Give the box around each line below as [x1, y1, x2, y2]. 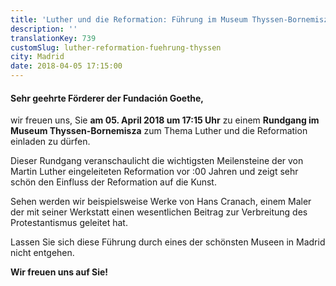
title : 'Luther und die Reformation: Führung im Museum [10, 14, 248, 25]
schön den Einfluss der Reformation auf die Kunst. [10, 176, 217, 188]
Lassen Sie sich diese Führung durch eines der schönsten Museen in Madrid [10, 236, 326, 248]
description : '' [10, 24, 78, 34]
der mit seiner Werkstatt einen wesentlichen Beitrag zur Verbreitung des [10, 206, 308, 218]
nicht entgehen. [10, 247, 75, 259]
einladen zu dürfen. [10, 136, 91, 148]
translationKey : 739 [10, 33, 97, 43]
